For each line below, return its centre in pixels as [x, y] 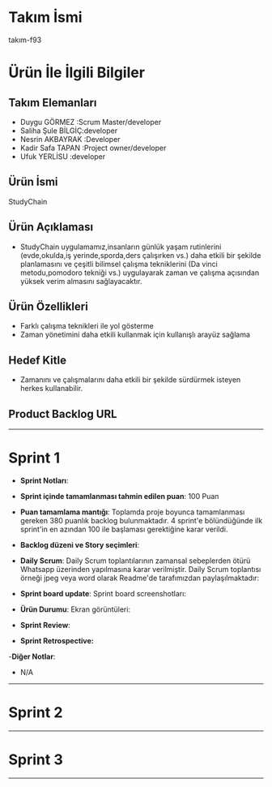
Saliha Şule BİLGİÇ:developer [69, 131]
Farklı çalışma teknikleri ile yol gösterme [87, 326]
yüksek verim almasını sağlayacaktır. [81, 281]
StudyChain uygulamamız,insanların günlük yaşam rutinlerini [121, 247]
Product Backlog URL [63, 414]
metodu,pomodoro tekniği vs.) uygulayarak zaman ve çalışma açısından [140, 273]
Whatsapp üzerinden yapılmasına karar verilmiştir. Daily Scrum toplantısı [140, 569]
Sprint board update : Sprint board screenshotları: [103, 593]
